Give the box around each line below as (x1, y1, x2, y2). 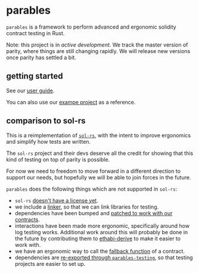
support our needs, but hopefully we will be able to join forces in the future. (6, 173, 191, 181)
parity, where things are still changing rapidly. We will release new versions (6, 47, 191, 54)
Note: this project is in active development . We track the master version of (6, 41, 189, 48)
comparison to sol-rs (6, 116, 86, 126)
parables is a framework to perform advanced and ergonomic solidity (6, 23, 177, 30)
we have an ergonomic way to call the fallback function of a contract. (14, 247, 185, 255)
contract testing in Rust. (6, 29, 65, 36)
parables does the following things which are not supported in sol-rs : (6, 185, 178, 193)
